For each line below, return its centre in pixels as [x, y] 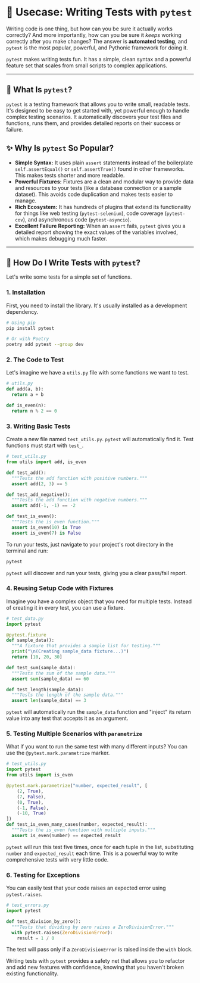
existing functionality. [32, 973]
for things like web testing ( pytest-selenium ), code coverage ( [90, 213]
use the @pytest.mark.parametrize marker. [58, 753]
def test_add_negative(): [38, 494]
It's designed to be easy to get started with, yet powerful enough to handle [98, 110]
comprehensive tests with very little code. [57, 859]
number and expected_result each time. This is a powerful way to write [92, 853]
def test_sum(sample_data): [41, 667]
